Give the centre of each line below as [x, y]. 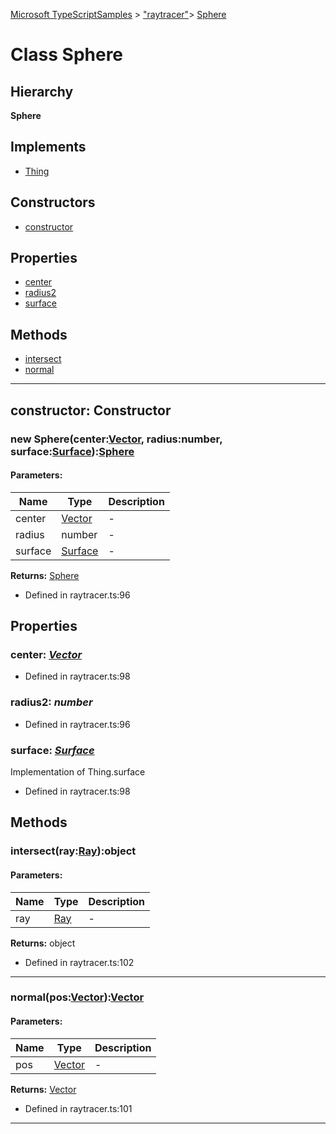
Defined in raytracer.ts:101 [78, 1108]
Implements [48, 147]
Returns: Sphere [45, 575]
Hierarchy [42, 91]
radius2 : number [51, 702]
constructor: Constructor [91, 410]
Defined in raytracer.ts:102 [79, 962]
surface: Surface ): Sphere [72, 451]
